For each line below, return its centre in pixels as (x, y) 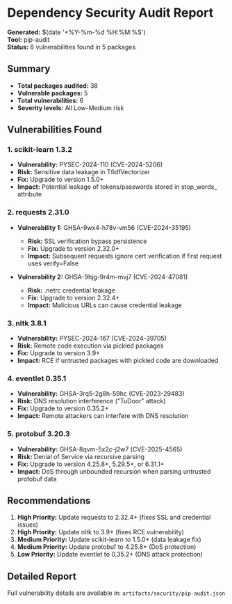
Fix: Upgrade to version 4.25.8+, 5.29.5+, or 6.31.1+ (91, 464)
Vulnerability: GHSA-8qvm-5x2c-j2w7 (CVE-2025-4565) (100, 449)
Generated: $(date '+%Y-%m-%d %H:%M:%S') (76, 32)
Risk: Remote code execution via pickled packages (90, 346)
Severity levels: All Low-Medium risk (71, 108)
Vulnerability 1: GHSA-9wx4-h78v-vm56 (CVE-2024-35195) (104, 227)
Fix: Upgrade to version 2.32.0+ (74, 248)
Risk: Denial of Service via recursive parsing (81, 456)
